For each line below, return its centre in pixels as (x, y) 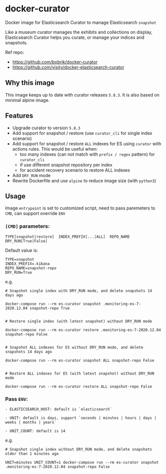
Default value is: (22, 250)
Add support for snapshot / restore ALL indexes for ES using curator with (87, 143)
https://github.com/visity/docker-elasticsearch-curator (68, 67)
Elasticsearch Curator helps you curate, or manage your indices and (75, 37)
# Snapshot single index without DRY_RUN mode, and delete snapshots (79, 449)
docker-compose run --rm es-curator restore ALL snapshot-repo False (79, 386)
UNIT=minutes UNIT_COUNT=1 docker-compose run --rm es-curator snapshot (82, 462)
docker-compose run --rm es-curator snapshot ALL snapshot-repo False (80, 360)
